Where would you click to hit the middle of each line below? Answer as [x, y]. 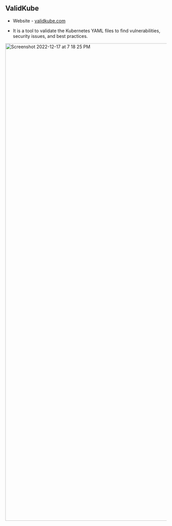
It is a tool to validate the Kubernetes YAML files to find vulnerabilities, [86, 31]
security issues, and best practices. [50, 36]
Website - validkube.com [39, 20]
